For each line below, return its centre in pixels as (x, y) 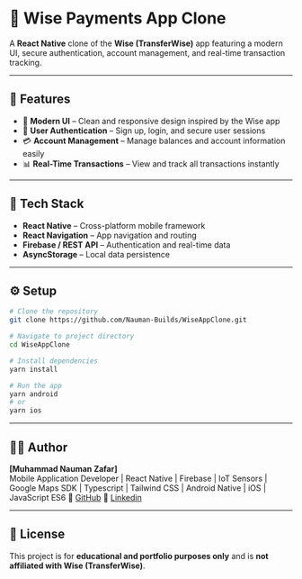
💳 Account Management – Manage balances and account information (154, 140)
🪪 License (37, 534)
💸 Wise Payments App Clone (118, 18)
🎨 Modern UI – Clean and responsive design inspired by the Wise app (151, 121)
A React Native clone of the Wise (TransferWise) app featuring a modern (146, 43)
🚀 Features (40, 100)
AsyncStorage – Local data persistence (96, 254)
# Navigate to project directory (72, 337)
